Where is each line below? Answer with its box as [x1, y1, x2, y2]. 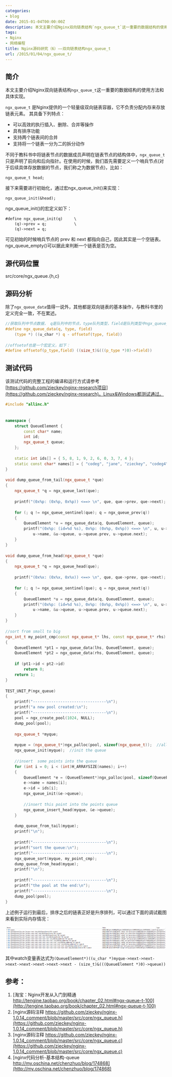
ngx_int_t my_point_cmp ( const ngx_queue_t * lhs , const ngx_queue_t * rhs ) [5, 634, 166, 639]
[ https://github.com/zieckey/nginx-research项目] [5, 384, 109, 391]
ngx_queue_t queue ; [24, 440, 66, 445]
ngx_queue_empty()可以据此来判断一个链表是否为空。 [5, 242, 119, 249]
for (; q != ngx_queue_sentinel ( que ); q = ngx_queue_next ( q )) [14, 585, 150, 591]
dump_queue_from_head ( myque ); [14, 861, 79, 866]
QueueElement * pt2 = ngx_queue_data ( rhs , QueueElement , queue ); [14, 651, 155, 656]
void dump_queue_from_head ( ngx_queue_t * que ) [5, 553, 104, 558]
